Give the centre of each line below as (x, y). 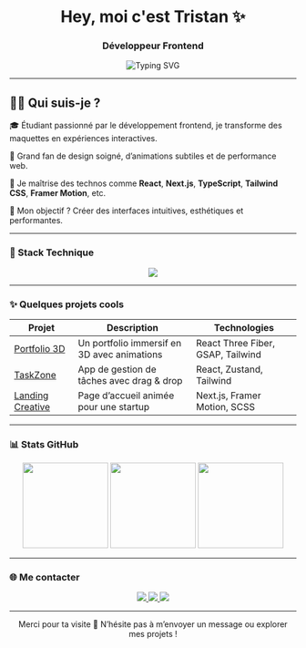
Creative (32, 406)
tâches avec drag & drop (130, 380)
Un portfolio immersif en (130, 343)
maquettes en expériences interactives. (83, 139)
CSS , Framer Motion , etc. (58, 193)
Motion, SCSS (225, 406)
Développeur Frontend (153, 46)
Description (133, 327)
